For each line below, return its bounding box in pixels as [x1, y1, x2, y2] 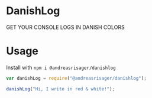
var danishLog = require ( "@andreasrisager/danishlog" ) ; [6, 75, 147, 81]
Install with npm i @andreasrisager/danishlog [6, 64, 117, 71]
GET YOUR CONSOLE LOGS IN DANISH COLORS [6, 24, 125, 31]
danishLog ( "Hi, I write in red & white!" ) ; [6, 86, 115, 92]
